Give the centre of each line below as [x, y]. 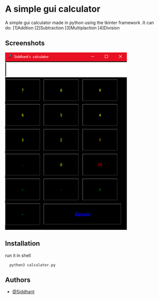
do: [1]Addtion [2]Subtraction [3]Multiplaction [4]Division [62, 27]
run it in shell [18, 255]
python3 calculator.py [33, 265]
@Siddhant [23, 292]
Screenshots [25, 43]
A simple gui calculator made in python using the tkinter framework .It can [79, 23]
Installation [23, 244]
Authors [18, 280]
